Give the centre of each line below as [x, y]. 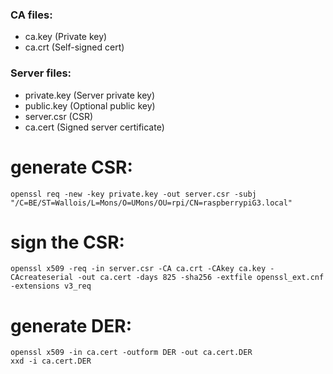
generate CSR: [71, 167]
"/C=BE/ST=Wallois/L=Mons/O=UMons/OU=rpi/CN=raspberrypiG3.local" [151, 203]
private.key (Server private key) [90, 95]
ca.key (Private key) [66, 37]
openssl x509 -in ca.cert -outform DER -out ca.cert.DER [131, 353]
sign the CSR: [67, 242]
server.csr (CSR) [59, 116]
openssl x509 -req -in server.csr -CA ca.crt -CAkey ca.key [138, 269]
